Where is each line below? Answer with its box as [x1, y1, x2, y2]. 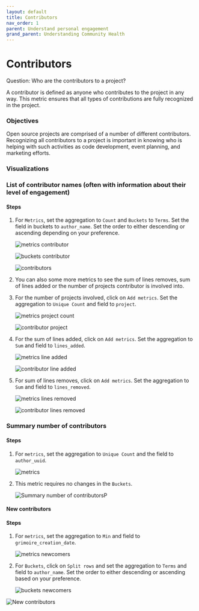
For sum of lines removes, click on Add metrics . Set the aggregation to [14, 377, 189, 384]
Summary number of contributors [6, 422, 107, 430]
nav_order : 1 [6, 20, 39, 26]
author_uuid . [14, 456, 47, 464]
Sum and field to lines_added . [14, 342, 86, 349]
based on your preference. [14, 575, 81, 582]
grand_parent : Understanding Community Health [6, 31, 125, 37]
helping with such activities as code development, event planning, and [6, 143, 180, 151]
